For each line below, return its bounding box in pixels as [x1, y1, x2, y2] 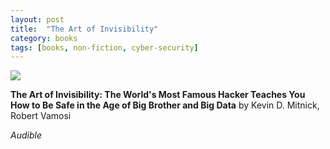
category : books [10, 33, 78, 43]
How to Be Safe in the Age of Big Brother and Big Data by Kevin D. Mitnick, [10, 99, 320, 111]
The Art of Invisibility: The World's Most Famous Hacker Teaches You [10, 89, 306, 101]
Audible [10, 129, 42, 141]
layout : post [10, 14, 65, 25]
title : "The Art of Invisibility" [10, 24, 159, 34]
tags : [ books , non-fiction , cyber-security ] [10, 42, 199, 53]
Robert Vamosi [10, 110, 72, 122]
